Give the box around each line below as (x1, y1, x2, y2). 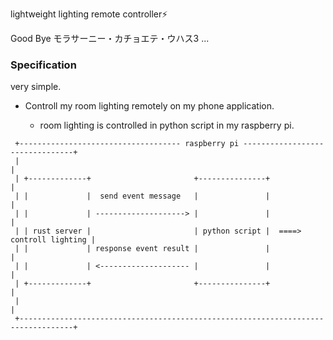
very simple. (10, 81, 62, 93)
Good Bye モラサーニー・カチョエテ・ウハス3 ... (10, 33, 210, 44)
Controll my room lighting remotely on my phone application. (24, 100, 275, 112)
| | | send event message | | (14, 191, 271, 202)
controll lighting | (10, 235, 97, 245)
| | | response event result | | (14, 244, 271, 254)
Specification (10, 58, 77, 72)
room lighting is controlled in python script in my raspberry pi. (39, 119, 295, 132)
